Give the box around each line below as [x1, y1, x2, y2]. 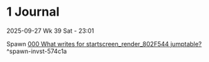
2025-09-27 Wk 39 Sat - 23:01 [6, 27, 94, 35]
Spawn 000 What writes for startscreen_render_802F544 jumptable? [6, 40, 202, 48]
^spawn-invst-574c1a [6, 47, 67, 55]
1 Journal [6, 4, 60, 20]
